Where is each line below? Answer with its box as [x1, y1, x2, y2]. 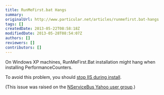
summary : [5, 12, 24, 17]
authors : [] [5, 36, 30, 41]
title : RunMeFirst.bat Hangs [5, 7, 67, 13]
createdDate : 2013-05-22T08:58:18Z [5, 26, 80, 31]
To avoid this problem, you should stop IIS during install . [5, 74, 122, 80]
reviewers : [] [5, 40, 35, 45]
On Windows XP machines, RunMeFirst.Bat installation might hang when [5, 59, 155, 65]
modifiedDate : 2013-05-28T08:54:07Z [5, 31, 82, 36]
